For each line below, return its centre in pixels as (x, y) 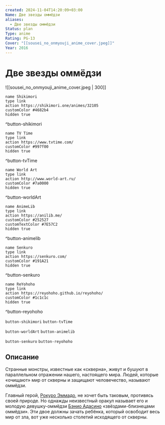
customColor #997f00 (27, 147)
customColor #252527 (27, 220)
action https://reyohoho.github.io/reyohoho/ (54, 293)
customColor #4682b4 (27, 110)
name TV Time (19, 133)
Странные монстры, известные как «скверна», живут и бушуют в (77, 369)
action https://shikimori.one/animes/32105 (52, 105)
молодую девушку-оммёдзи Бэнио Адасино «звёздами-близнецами (80, 406)
